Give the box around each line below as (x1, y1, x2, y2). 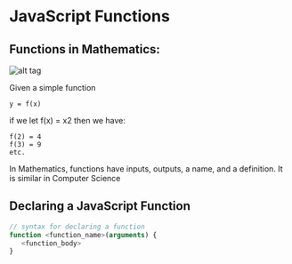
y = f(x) (9, 100, 42, 108)
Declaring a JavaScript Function (9, 198, 191, 214)
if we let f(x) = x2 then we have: (9, 116, 126, 125)
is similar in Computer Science (9, 173, 121, 183)
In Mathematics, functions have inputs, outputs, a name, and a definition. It (9, 164, 283, 174)
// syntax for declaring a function (9, 222, 145, 231)
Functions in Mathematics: (9, 42, 160, 57)
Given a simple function (9, 83, 96, 92)
